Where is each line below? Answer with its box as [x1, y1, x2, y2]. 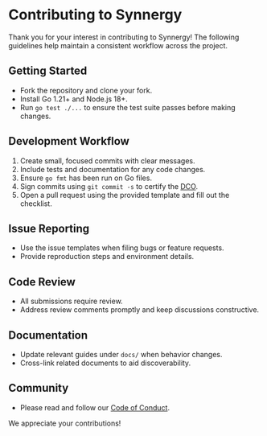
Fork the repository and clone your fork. [19, 85, 153, 95]
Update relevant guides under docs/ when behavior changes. [19, 350, 223, 359]
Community [8, 381, 69, 395]
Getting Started [8, 64, 88, 78]
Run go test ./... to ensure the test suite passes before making [19, 102, 236, 112]
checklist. [19, 199, 52, 208]
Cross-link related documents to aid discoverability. [19, 358, 191, 368]
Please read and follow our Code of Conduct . [19, 402, 170, 412]
